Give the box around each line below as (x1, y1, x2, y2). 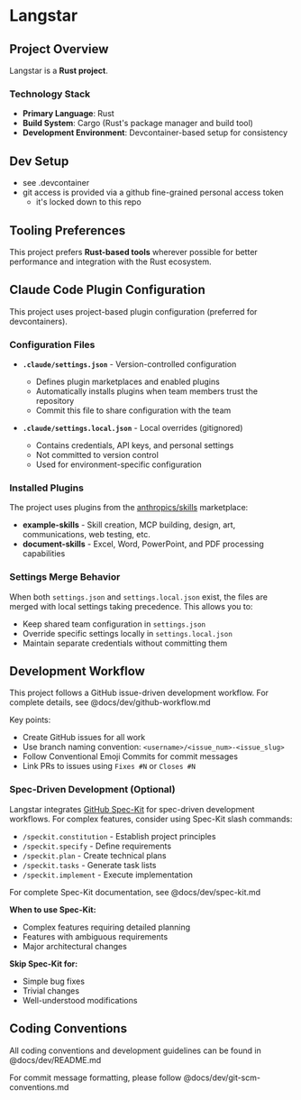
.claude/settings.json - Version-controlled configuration (22, 359, 237, 370)
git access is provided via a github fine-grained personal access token (22, 187, 284, 198)
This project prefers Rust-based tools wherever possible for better (9, 246, 259, 257)
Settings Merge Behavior (9, 571, 121, 583)
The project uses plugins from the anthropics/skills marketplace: (9, 502, 249, 513)
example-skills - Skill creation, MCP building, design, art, (22, 519, 236, 530)
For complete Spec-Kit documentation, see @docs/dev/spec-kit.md (9, 886, 261, 897)
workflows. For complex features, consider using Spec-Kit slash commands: (9, 813, 293, 824)
